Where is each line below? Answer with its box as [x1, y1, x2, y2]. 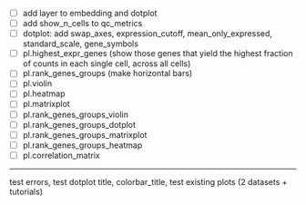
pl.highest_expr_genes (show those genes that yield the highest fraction [22, 48, 293, 59]
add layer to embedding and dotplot [22, 8, 158, 18]
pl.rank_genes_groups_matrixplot [22, 129, 148, 140]
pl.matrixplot [22, 99, 70, 110]
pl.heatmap [22, 88, 66, 99]
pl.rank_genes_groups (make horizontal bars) [22, 68, 193, 79]
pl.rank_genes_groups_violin [22, 109, 129, 120]
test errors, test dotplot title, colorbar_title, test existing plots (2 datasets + [9, 176, 288, 187]
